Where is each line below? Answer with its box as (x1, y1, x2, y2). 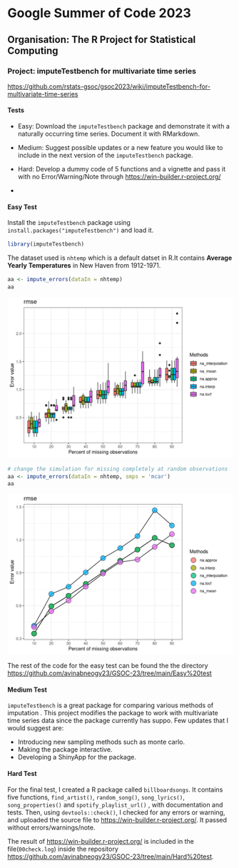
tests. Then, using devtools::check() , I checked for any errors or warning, (7, 808, 225, 817)
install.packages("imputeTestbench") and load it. (7, 226, 154, 235)
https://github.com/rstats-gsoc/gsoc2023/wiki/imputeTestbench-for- (7, 82, 210, 91)
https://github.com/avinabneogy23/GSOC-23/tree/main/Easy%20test (7, 669, 212, 677)
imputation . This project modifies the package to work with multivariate (7, 709, 219, 717)
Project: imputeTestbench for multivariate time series (7, 66, 196, 76)
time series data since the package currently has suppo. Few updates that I (7, 716, 228, 725)
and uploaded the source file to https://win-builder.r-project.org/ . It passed (7, 815, 227, 824)
